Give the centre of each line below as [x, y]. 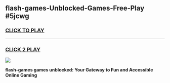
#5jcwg [17, 16]
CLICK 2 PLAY [23, 49]
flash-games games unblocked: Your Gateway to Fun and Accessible [79, 69]
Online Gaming [21, 75]
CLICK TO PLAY [25, 31]
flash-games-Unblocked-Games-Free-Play [75, 8]
